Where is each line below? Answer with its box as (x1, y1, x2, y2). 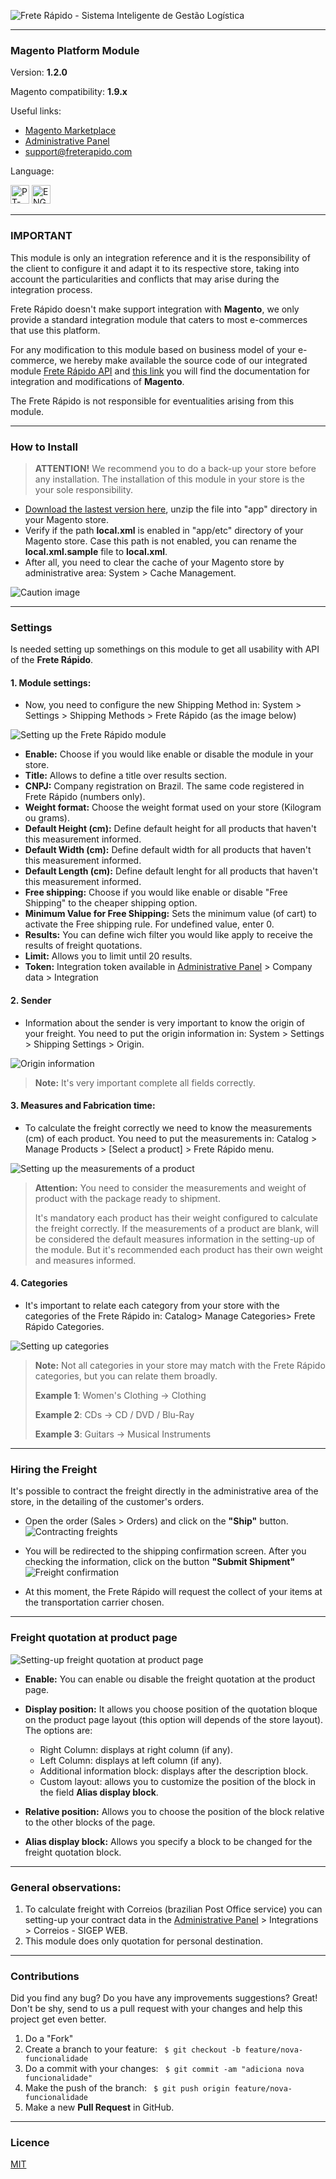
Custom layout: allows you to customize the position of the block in (39, 1775, 317, 1787)
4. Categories (10, 1277, 68, 1289)
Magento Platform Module (10, 43, 140, 57)
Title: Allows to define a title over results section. (24, 770, 228, 782)
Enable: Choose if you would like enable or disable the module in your (24, 748, 314, 760)
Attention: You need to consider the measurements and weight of (34, 1181, 307, 1194)
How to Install (10, 440, 78, 454)
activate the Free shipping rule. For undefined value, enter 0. (24, 918, 275, 930)
